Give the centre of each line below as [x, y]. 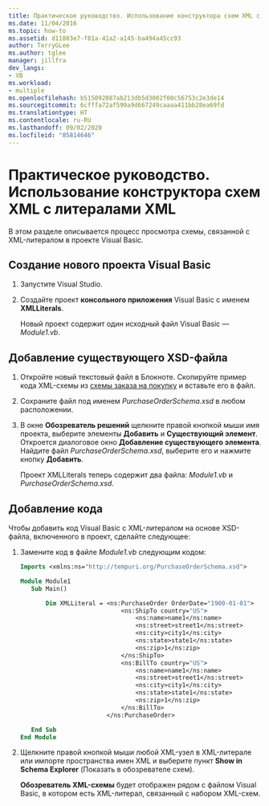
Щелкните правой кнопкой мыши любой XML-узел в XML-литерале [136, 752]
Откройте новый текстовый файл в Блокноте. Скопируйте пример [133, 377]
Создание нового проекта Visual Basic [110, 265]
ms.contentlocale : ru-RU [50, 120]
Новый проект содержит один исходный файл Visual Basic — [124, 324]
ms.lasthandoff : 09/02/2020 [55, 128]
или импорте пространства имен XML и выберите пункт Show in [131, 761]
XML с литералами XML [92, 209]
